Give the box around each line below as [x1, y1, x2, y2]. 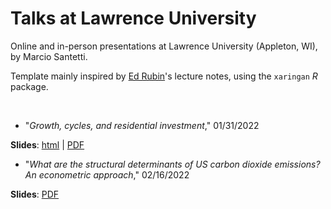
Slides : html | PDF [10, 138, 85, 151]
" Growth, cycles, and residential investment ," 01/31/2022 [24, 119, 260, 131]
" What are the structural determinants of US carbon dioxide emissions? [24, 158, 321, 170]
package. [10, 80, 49, 92]
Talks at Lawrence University [10, 7, 257, 30]
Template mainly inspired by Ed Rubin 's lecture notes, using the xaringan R [10, 70, 318, 82]
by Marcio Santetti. [10, 50, 88, 62]
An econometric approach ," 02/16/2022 [24, 168, 190, 181]
